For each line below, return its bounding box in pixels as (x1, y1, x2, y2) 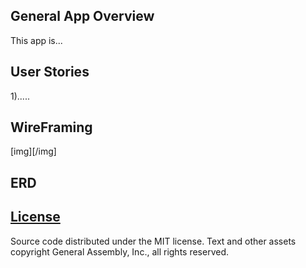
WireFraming (10, 119, 93, 136)
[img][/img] (10, 145, 57, 158)
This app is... (10, 34, 63, 46)
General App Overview (10, 8, 155, 25)
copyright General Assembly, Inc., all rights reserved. (10, 245, 230, 258)
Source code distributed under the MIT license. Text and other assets (10, 235, 297, 247)
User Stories (10, 64, 90, 81)
